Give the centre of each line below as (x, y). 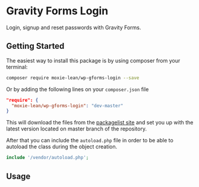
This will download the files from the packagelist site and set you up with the (100, 123)
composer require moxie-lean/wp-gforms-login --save (73, 78)
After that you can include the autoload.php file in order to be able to (90, 141)
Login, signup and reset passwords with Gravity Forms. (74, 27)
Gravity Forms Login (57, 11)
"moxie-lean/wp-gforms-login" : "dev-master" (67, 105)
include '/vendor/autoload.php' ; (48, 158)
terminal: (17, 67)
